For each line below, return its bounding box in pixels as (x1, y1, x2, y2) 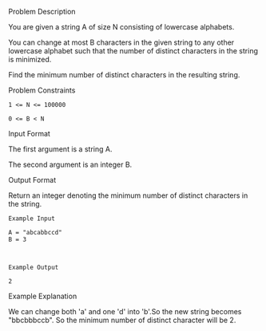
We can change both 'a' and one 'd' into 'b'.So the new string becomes (8, 307, 242, 316)
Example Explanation (8, 291, 77, 301)
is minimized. (8, 55, 52, 64)
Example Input (8, 215, 56, 223)
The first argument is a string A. (8, 144, 113, 154)
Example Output (8, 263, 59, 271)
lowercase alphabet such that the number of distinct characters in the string (8, 46, 258, 55)
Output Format (8, 175, 57, 184)
